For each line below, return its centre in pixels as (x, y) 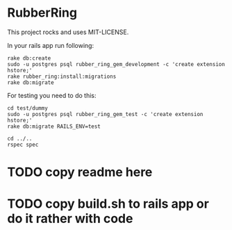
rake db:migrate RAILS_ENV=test (54, 126)
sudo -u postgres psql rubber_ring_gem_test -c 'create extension (105, 114)
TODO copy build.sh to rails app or (108, 204)
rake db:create (29, 58)
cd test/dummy (28, 108)
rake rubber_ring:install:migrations (62, 76)
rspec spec (23, 145)
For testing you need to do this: (52, 95)
